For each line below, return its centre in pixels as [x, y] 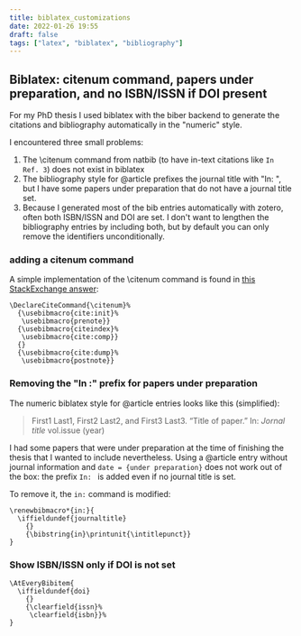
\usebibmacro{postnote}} [68, 361]
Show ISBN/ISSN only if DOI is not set [92, 565]
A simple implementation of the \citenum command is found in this [132, 280]
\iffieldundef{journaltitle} [72, 518]
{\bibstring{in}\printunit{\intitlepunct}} [109, 534]
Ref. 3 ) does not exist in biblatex [83, 170]
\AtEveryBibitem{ [42, 583]
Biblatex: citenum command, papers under [132, 79]
